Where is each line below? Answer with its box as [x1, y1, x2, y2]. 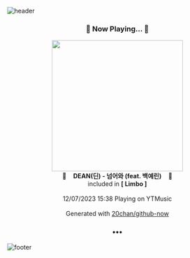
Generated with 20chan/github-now [66, 210, 169, 218]
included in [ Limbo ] [87, 180, 147, 188]
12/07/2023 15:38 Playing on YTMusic [62, 194, 173, 203]
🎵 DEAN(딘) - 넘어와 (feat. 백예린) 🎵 [62, 172, 173, 180]
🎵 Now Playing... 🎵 [85, 24, 149, 34]
